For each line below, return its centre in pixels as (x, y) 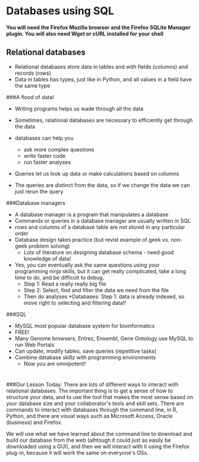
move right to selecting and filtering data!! (75, 303)
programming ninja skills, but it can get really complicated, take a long (100, 271)
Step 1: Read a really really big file (65, 284)
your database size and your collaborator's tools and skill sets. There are (95, 403)
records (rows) (33, 73)
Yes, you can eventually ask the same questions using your (87, 265)
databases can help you (44, 138)
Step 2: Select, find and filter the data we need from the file (96, 290)
